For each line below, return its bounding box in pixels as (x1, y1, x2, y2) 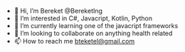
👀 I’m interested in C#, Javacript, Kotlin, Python (14, 14, 153, 22)
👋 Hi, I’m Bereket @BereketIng (14, 7, 103, 15)
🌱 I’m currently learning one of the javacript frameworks (14, 22, 179, 30)
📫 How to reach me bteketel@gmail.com (14, 37, 135, 45)
